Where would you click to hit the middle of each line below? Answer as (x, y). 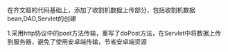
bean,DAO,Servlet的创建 (42, 18)
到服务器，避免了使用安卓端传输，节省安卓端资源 (77, 42)
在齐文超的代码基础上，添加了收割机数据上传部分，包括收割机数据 (101, 10)
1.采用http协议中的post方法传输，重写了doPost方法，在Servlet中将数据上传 (114, 33)
